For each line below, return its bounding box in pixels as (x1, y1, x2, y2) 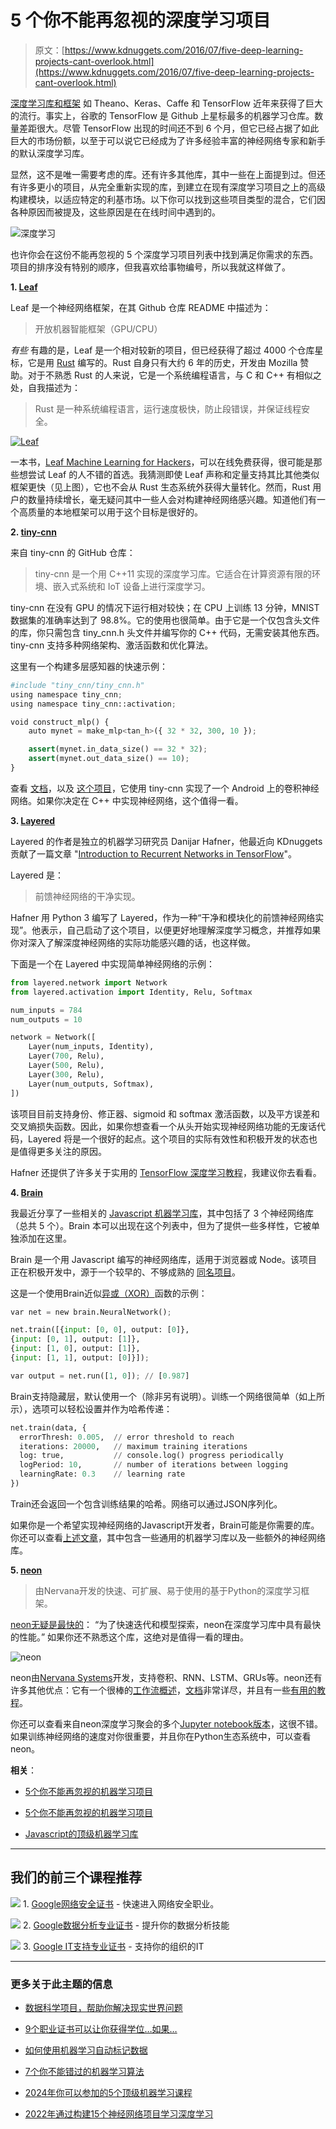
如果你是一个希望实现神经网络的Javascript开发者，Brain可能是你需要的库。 (10, 1519, 320, 1531)
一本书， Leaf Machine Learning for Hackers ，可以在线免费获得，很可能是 (10, 456, 314, 468)
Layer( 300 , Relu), (28, 1069, 105, 1080)
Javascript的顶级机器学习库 (24, 1827, 139, 1840)
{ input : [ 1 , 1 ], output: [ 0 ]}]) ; (10, 1353, 150, 1363)
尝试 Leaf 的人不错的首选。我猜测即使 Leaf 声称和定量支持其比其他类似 (27, 468, 320, 480)
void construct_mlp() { (10, 717, 110, 727)
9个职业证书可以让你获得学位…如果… (24, 2023, 178, 2035)
